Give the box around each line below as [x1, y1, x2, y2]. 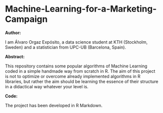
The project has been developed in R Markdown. [5, 102, 103, 108]
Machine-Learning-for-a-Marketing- [5, 3, 157, 15]
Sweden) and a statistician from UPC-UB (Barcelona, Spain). [5, 44, 127, 50]
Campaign [5, 14, 48, 25]
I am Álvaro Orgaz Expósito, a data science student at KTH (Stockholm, [5, 39, 148, 45]
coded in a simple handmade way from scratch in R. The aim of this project [5, 68, 156, 74]
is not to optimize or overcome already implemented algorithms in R [5, 73, 141, 79]
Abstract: [5, 53, 25, 59]
